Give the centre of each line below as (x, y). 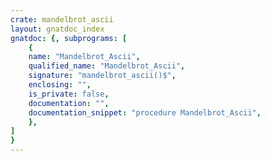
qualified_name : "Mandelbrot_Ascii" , (107, 66)
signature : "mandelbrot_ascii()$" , (102, 76)
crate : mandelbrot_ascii (62, 19)
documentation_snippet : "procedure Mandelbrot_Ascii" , (145, 112)
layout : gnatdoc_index (57, 29)
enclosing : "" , (60, 85)
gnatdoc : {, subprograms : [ (69, 38)
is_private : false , (69, 94)
